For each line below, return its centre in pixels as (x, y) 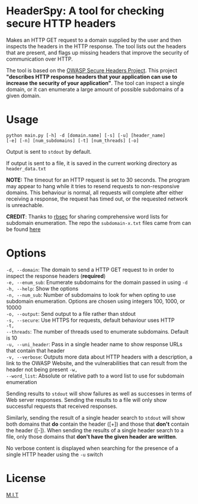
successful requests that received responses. (62, 406)
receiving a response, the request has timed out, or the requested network (97, 199)
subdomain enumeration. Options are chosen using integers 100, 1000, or (96, 301)
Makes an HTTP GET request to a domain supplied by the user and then (94, 40)
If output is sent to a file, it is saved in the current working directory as (92, 163)
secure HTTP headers (61, 23)
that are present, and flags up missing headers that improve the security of (98, 52)
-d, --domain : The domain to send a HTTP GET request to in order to (90, 270)
